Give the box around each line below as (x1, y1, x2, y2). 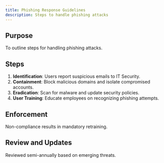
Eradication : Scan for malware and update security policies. (12, 90, 139, 96)
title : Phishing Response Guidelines (5, 7, 86, 13)
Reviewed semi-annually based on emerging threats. (5, 152, 116, 158)
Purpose (5, 31, 33, 40)
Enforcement (5, 110, 48, 118)
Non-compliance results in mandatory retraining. (5, 124, 108, 130)
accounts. (12, 84, 34, 90)
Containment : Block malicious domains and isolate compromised (12, 79, 151, 85)
